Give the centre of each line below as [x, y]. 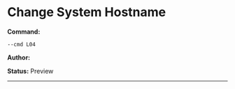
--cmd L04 [22, 44]
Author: [19, 57]
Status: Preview [30, 71]
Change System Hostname [87, 12]
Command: [24, 32]
